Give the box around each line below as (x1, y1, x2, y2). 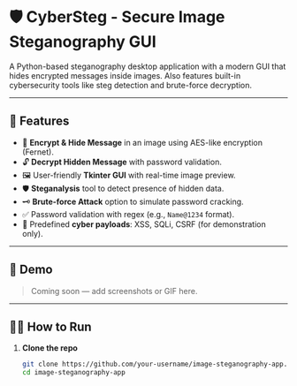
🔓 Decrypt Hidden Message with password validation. (21, 156, 223, 167)
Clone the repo (21, 343, 78, 353)
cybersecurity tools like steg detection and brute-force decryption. (9, 79, 253, 90)
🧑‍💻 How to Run (9, 319, 92, 334)
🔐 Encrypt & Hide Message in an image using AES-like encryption (21, 137, 263, 148)
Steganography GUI (9, 32, 156, 52)
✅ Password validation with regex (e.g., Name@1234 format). (21, 208, 235, 219)
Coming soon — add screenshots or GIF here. (30, 285, 198, 296)
